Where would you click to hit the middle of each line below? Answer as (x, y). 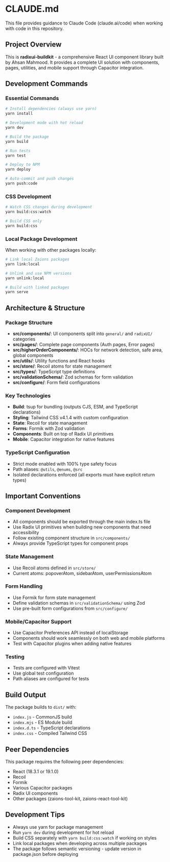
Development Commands (47, 84)
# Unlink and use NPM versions (39, 273)
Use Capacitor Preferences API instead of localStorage (70, 633)
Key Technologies (28, 395)
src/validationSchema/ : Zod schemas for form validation (73, 377)
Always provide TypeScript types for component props (70, 543)
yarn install (19, 114)
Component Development (38, 510)
